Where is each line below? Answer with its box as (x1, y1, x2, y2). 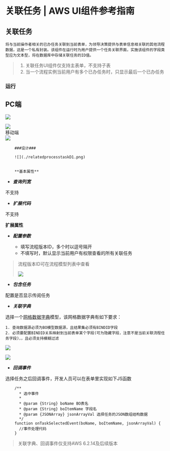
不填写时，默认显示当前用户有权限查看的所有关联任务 (20, 250, 133, 256)
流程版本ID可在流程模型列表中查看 (17, 260, 90, 267)
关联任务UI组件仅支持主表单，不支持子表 (25, 62, 111, 68)
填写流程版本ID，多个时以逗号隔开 (20, 244, 92, 250)
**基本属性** (14, 169, 39, 174)
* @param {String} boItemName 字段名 (18, 406, 97, 412)
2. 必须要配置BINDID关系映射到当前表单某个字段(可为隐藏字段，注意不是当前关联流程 (5, 330, 161, 336)
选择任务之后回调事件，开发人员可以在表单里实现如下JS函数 (5, 375, 132, 382)
